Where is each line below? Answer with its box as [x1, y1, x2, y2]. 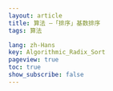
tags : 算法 [8, 26, 42, 34]
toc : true [8, 63, 42, 72]
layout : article [8, 11, 63, 20]
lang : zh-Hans [8, 41, 56, 49]
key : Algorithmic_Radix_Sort [8, 49, 106, 57]
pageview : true [8, 56, 59, 64]
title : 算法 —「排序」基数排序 [8, 19, 101, 27]
